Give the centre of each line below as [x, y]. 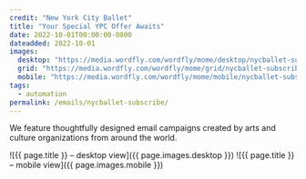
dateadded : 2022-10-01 [52, 43]
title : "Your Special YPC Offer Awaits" [87, 26]
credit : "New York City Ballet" [71, 18]
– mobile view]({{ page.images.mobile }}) [87, 165]
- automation [42, 94]
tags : [20, 85]
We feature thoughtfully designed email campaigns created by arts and [143, 128]
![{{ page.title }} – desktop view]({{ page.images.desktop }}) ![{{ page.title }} [152, 155]
